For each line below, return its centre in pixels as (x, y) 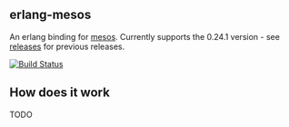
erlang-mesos (50, 15)
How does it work (60, 93)
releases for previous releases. (67, 46)
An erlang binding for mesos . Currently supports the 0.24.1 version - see (144, 36)
